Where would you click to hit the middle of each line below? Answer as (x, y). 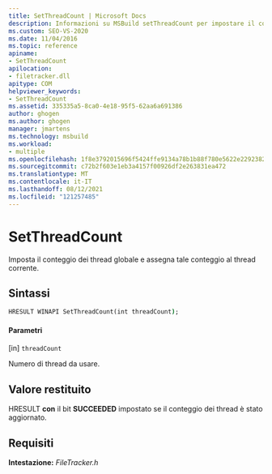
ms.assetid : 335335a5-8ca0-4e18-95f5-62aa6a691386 (96, 106)
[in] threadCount (35, 348)
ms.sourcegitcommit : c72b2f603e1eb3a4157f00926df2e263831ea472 (117, 167)
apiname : (23, 53)
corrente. (23, 267)
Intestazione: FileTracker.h (53, 463)
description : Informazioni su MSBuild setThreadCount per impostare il (132, 23)
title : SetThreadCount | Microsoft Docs (78, 16)
